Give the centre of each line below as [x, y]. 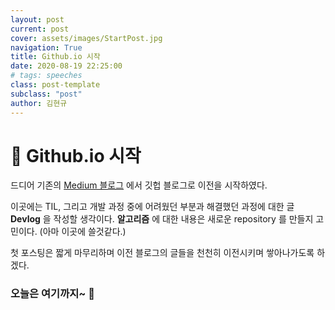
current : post [40, 29]
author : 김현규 [39, 103]
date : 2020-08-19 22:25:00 [66, 66]
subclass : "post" [46, 94]
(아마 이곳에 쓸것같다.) [83, 232]
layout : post [37, 19]
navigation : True [46, 47]
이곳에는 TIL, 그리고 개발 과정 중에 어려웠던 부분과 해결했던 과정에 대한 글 [152, 207]
